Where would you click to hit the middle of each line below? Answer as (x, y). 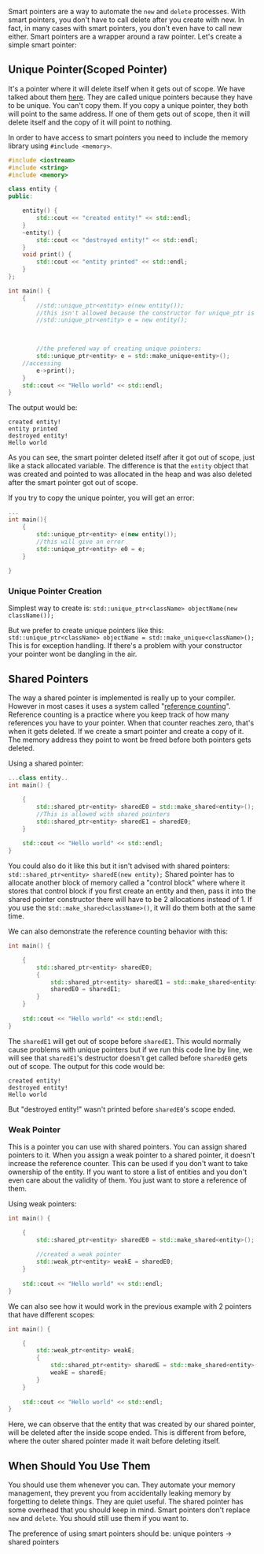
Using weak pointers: (42, 1204)
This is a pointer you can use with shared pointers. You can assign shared (128, 1146)
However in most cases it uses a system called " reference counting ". (119, 706)
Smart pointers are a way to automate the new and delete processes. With (127, 11)
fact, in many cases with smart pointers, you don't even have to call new (125, 28)
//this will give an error (81, 542)
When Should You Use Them (79, 1466)
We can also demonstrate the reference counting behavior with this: (118, 932)
